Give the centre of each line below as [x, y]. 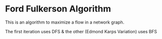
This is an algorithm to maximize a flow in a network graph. [65, 22]
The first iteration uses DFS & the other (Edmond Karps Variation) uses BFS [81, 31]
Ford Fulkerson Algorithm [58, 9]
